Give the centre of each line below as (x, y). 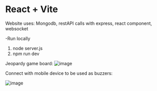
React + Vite (32, 9)
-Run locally (18, 38)
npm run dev (26, 54)
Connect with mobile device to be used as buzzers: (59, 73)
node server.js (28, 48)
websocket (17, 28)
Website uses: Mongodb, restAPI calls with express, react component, (79, 23)
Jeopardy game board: (29, 63)
